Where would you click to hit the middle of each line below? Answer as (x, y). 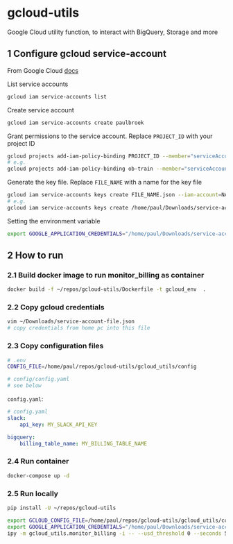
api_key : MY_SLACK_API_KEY (59, 425)
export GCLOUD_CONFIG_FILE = (48, 520)
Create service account (41, 110)
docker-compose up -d (38, 476)
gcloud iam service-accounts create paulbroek (76, 123)
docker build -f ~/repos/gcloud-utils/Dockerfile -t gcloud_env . (107, 289)
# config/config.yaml (38, 380)
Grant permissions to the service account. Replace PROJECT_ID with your (110, 136)
